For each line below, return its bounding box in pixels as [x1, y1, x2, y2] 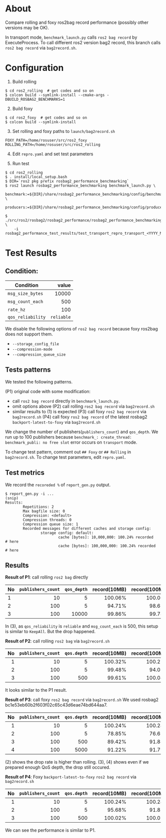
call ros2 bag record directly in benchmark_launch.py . [12, 398, 120, 404]
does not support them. [5, 331, 53, 337]
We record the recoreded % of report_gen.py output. [5, 482, 111, 488]
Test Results [5, 248, 57, 258]
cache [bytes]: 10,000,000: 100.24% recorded [58, 534, 154, 540]
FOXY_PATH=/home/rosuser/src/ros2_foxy [5, 137, 87, 143]
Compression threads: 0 [23, 517, 72, 522]
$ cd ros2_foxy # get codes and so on [5, 115, 87, 120]
